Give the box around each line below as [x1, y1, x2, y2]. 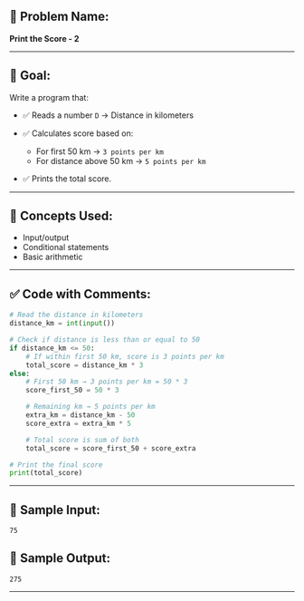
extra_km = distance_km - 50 [25, 411, 136, 420]
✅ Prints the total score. [22, 173, 112, 184]
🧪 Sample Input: [9, 502, 101, 518]
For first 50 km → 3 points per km [35, 146, 165, 157]
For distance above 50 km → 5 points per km [35, 155, 206, 166]
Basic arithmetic [22, 251, 83, 263]
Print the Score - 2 [9, 33, 80, 44]
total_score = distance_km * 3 [25, 360, 144, 370]
